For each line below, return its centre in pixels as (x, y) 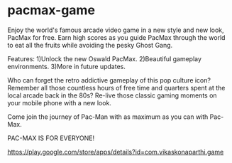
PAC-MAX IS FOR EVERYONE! (51, 138)
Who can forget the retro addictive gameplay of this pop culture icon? (109, 80)
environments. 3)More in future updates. (66, 66)
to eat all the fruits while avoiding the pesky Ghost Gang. (90, 45)
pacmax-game (51, 10)
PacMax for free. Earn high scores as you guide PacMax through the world (116, 37)
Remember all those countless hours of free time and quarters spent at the (116, 88)
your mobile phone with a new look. (60, 102)
